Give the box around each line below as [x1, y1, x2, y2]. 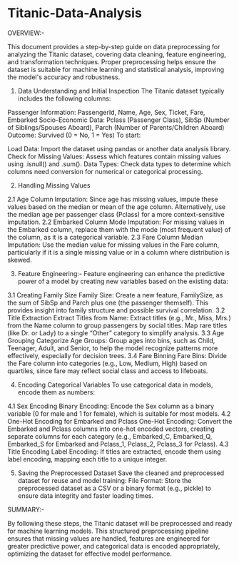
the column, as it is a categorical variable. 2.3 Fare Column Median [7, 233, 203, 241]
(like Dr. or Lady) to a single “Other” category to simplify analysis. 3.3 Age [7, 328, 225, 337]
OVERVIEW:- [7, 29, 45, 37]
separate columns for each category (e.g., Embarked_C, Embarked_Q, [7, 432, 213, 440]
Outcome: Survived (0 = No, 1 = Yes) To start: [7, 131, 141, 139]
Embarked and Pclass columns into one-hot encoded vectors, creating [7, 424, 215, 433]
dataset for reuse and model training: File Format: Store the [17, 476, 192, 484]
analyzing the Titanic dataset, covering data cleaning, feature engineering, [7, 50, 226, 58]
